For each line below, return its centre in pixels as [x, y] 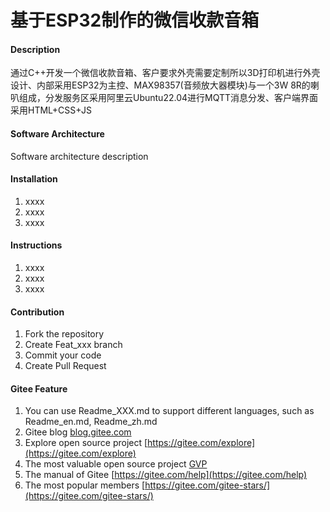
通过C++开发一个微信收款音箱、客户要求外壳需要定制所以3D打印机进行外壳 [165, 73]
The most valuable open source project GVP [116, 464]
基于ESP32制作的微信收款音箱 [135, 20]
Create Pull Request [65, 366]
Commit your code [63, 355]
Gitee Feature [39, 388]
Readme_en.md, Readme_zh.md [91, 422]
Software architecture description [79, 156]
